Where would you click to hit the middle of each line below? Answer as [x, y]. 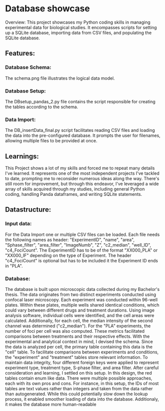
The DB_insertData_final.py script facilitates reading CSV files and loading [80, 130]
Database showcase [48, 9]
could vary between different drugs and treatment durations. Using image [80, 310]
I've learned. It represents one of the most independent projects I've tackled [82, 173]
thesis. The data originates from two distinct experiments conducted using [81, 295]
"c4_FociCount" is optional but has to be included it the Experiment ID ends [82, 260]
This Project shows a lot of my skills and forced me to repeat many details [80, 168]
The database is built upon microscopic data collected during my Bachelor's [82, 289]
